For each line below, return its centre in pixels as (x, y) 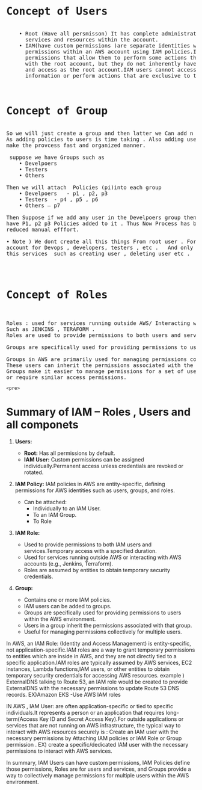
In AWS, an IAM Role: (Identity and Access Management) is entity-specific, (99, 643)
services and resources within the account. (92, 39)
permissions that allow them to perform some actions (106, 57)
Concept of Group (57, 111)
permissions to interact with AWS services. (59, 751)
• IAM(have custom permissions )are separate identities (105, 45)
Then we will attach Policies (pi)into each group (84, 187)
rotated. (34, 472)
